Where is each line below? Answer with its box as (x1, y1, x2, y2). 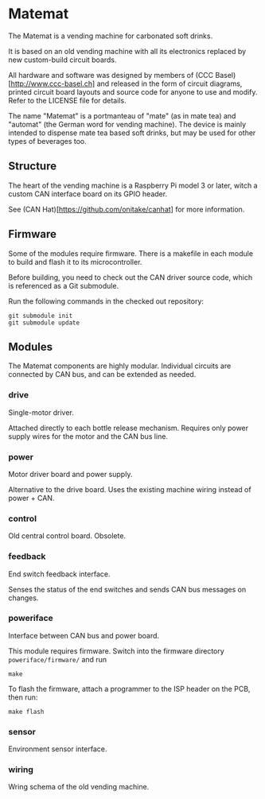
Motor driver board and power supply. (8, 469, 133, 479)
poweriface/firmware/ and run (8, 654, 107, 664)
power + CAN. (8, 493, 55, 502)
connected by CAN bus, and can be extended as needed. (8, 370, 197, 379)
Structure (8, 160, 57, 173)
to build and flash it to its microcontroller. (8, 257, 142, 266)
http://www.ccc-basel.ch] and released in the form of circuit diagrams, (10, 79, 243, 88)
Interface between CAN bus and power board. (8, 630, 160, 640)
